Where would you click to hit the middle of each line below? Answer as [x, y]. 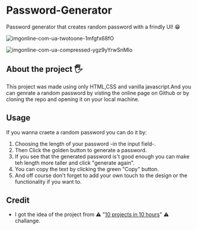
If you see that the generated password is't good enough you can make [102, 156]
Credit [18, 200]
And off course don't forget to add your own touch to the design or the [101, 175]
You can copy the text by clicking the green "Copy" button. [87, 169]
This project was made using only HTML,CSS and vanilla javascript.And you [99, 86]
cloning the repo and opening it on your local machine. [73, 99]
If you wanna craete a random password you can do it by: [77, 132]
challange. [27, 221]
